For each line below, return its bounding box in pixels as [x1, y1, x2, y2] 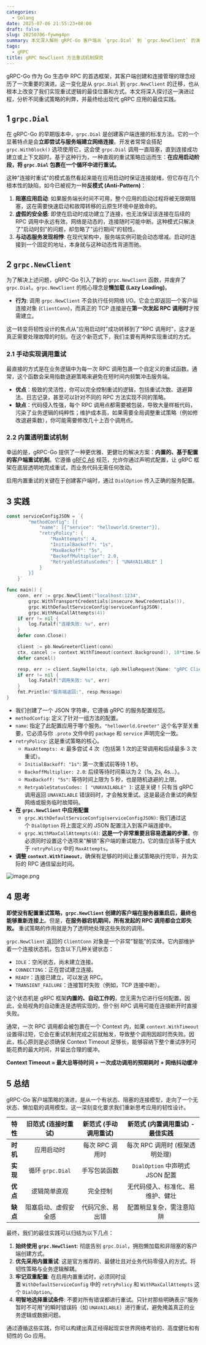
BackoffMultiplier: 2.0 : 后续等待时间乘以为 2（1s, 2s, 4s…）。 [24, 768, 183, 775]
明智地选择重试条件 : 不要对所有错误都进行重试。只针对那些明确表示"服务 [15, 1296, 199, 1303]
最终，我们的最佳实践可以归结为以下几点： [6, 1229, 114, 1236]
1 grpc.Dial [6, 114, 49, 124]
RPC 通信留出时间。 [27, 860, 78, 867]
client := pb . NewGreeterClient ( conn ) [17, 644, 114, 650]
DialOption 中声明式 [132, 1161, 190, 1170]
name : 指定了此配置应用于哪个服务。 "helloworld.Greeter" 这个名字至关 [15, 722, 194, 729]
